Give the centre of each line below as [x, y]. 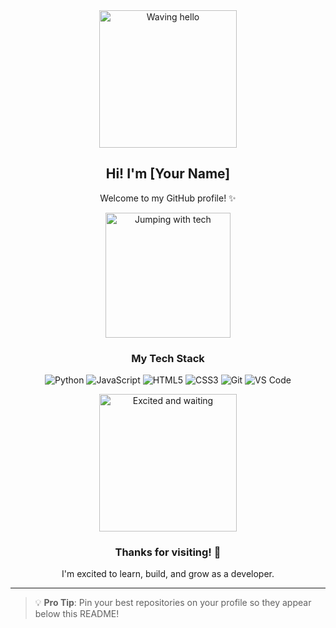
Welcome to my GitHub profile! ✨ [168, 198]
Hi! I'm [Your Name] [168, 174]
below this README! [77, 614]
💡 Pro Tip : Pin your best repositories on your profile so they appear [173, 603]
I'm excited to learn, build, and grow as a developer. [168, 574]
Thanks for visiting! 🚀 [168, 552]
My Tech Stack [168, 358]
